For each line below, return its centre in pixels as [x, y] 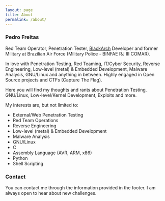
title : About [19, 15]
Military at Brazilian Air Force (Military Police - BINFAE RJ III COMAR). [78, 53]
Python [20, 158]
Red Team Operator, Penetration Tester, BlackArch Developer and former [82, 48]
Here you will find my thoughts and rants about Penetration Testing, [76, 90]
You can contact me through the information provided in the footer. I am [80, 188]
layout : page [19, 10]
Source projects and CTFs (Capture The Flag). [54, 80]
